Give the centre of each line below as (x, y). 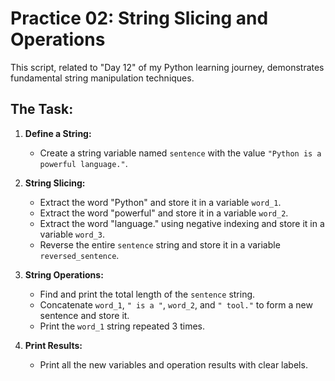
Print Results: (53, 345)
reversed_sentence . (79, 255)
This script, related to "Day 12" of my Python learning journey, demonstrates (167, 67)
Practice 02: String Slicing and (139, 18)
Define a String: (58, 133)
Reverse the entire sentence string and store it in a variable (160, 244)
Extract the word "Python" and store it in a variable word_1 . (160, 202)
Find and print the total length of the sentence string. (147, 294)
